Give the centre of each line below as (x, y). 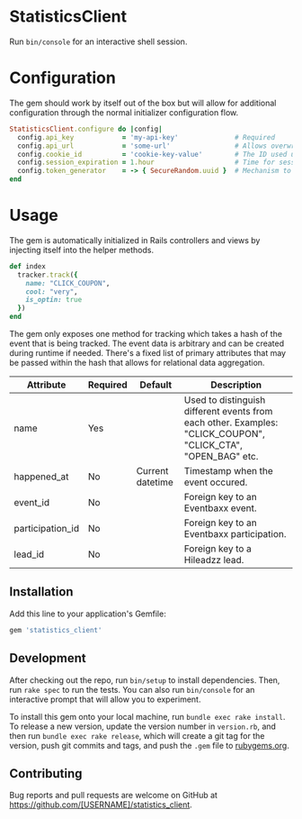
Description (236, 385)
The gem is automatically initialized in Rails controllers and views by (135, 240)
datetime (155, 482)
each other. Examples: (231, 423)
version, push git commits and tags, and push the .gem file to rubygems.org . (150, 745)
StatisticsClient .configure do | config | (86, 129)
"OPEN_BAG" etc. (221, 457)
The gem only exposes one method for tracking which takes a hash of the (146, 334)
